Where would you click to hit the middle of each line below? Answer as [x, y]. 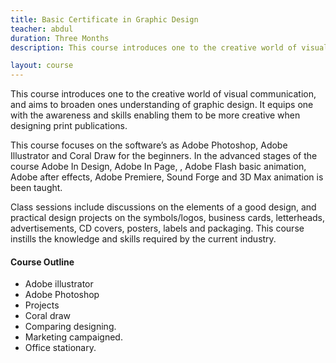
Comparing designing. [70, 327]
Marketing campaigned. [73, 337]
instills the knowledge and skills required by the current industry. [143, 239]
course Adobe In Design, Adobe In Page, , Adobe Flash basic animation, [158, 167]
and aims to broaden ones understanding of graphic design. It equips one [162, 105]
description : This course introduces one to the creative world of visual [169, 47]
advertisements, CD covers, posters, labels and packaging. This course [157, 228]
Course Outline [42, 262]
